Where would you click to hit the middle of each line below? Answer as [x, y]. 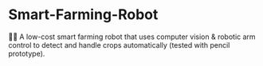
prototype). [27, 53]
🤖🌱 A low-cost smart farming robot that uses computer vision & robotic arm [132, 37]
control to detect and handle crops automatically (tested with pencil [119, 45]
